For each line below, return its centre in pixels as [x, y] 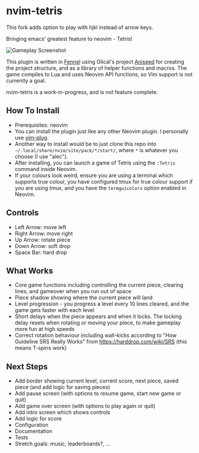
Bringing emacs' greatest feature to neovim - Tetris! [69, 38]
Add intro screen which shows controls [62, 412]
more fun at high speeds [45, 329]
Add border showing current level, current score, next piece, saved [97, 381]
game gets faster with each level [54, 310]
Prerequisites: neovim [41, 125]
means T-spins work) [41, 348]
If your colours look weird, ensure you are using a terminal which [94, 175]
